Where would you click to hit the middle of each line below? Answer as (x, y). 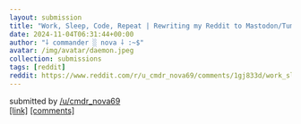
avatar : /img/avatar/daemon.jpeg (72, 51)
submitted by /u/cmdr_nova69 (65, 101)
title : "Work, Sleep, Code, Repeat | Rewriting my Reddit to (126, 26)
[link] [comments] (42, 110)
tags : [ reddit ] (38, 68)
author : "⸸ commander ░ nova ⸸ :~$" (77, 42)
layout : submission (46, 17)
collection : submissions (56, 59)
